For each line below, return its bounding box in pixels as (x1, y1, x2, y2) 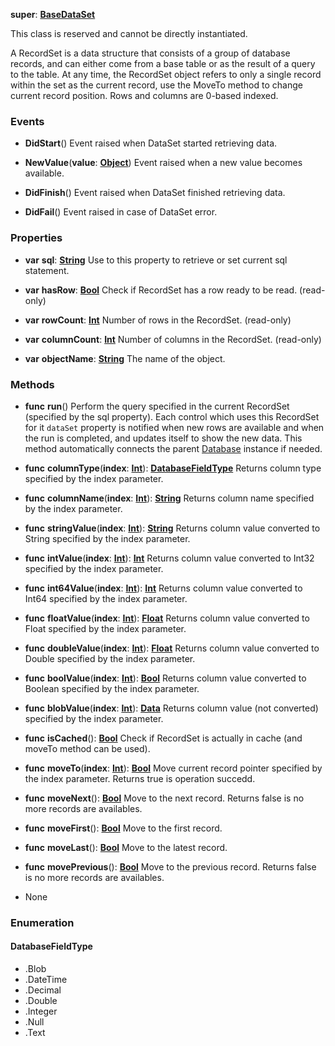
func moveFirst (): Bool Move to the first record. (24, 822, 223, 834)
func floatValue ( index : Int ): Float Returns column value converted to (24, 612, 310, 624)
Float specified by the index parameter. (24, 622, 187, 634)
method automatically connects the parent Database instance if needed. (24, 442, 323, 454)
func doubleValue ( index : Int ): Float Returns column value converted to (24, 642, 320, 654)
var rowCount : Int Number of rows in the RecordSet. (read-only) (24, 314, 292, 326)
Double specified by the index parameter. (24, 652, 196, 664)
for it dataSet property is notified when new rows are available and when (24, 421, 325, 433)
